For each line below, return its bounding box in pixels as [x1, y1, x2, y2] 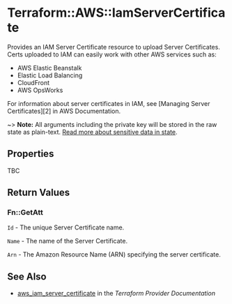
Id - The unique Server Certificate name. [7, 223, 125, 231]
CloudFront [17, 78, 50, 86]
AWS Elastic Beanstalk [17, 63, 82, 72]
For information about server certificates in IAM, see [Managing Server [7, 99, 210, 107]
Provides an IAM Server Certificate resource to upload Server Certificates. [7, 43, 221, 51]
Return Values [7, 187, 70, 199]
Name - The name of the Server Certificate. [7, 237, 127, 245]
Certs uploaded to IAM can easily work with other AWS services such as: [7, 50, 217, 59]
